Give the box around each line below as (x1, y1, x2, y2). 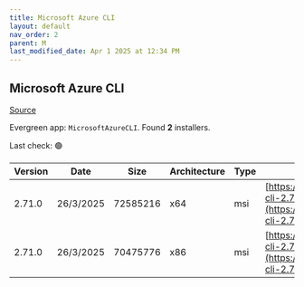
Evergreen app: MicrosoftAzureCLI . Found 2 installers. (9, 121, 211, 132)
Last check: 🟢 (9, 139, 63, 150)
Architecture (169, 165, 226, 177)
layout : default (9, 22, 71, 31)
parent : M (9, 38, 47, 48)
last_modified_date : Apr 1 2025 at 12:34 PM (9, 47, 180, 56)
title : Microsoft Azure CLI (9, 13, 116, 23)
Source (9, 104, 36, 115)
